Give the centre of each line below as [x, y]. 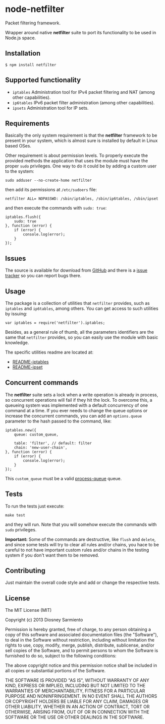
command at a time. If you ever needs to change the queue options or [76, 410]
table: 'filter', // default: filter [53, 443]
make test [15, 515]
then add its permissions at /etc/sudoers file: [51, 190]
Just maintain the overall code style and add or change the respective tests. [82, 582]
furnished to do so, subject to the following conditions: [61, 656]
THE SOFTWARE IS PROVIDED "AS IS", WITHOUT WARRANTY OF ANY [77, 680]
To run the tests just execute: [35, 506]
